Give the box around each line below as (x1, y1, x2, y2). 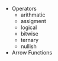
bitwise (20, 30, 38, 37)
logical (20, 24, 37, 31)
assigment (20, 18, 46, 24)
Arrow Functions (11, 49, 52, 56)
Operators (11, 5, 37, 12)
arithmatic (20, 11, 46, 18)
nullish (20, 43, 37, 50)
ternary (20, 37, 39, 43)
